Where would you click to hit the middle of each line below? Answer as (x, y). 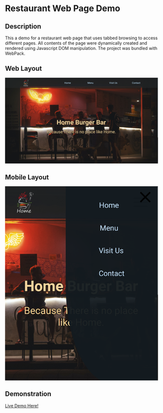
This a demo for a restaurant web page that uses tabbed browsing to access (81, 38)
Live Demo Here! (22, 406)
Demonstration (28, 394)
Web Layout (24, 69)
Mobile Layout (27, 177)
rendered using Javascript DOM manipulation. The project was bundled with (81, 48)
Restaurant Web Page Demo (63, 8)
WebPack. (15, 53)
